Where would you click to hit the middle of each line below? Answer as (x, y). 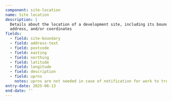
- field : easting (28, 53)
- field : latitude (30, 62)
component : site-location (33, 10)
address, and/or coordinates (41, 29)
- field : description (33, 72)
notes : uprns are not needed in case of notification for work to (87, 81)
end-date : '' (19, 91)
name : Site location (27, 15)
